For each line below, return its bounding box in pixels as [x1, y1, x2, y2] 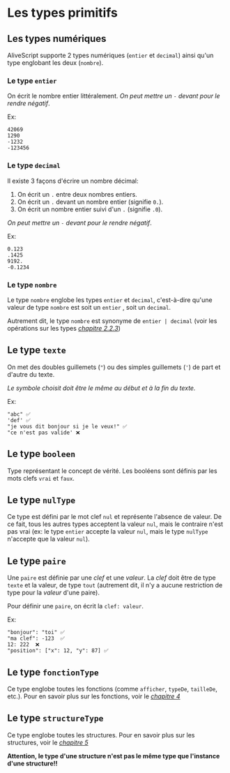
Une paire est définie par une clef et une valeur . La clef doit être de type [7, 573, 216, 582]
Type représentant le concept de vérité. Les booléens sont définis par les [7, 466, 217, 475]
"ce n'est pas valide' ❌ [7, 429, 80, 436]
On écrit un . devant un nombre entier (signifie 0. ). [17, 197, 164, 206]
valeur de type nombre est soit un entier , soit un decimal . [7, 303, 171, 311]
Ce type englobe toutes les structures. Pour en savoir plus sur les [7, 730, 195, 739]
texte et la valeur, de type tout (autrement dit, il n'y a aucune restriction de [7, 581, 223, 590]
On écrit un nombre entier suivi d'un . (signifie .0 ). [17, 204, 162, 213]
